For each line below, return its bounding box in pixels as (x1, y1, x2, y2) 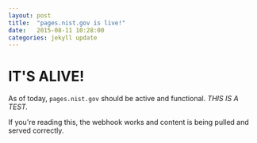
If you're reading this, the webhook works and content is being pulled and (8, 118, 250, 127)
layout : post (8, 11, 52, 20)
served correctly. (8, 126, 64, 135)
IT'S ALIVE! (8, 68, 85, 85)
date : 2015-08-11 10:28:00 (8, 26, 105, 34)
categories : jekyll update (8, 33, 98, 42)
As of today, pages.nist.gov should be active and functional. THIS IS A (8, 94, 240, 103)
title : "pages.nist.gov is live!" (8, 19, 126, 27)
